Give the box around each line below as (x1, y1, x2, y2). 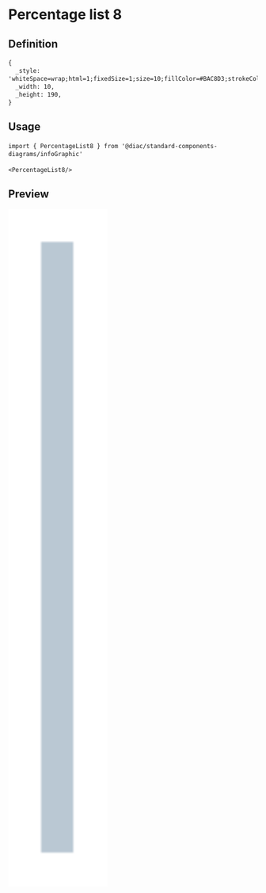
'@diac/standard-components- (121, 142, 218, 150)
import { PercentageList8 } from (8, 142, 119, 150)
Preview (8, 188, 50, 201)
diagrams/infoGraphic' (8, 150, 83, 158)
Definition (8, 37, 58, 51)
